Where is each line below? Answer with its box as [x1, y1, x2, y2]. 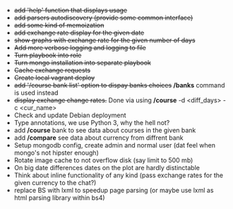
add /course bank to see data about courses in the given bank [13, 126, 196, 134]
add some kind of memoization [13, 21, 104, 29]
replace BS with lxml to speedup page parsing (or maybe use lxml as [13, 186, 214, 194]
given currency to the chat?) [13, 179, 97, 186]
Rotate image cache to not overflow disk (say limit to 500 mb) [13, 156, 193, 165]
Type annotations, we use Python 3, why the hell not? [13, 119, 170, 126]
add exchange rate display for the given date [13, 28, 145, 37]
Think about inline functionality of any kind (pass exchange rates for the [13, 171, 224, 179]
